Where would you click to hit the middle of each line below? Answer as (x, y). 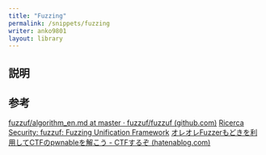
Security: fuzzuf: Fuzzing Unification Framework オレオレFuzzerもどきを (129, 132)
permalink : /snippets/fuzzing (59, 23)
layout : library (36, 38)
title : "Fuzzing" (38, 16)
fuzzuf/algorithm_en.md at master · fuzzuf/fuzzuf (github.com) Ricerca (126, 123)
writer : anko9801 (38, 31)
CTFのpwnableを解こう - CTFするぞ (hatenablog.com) (120, 143)
